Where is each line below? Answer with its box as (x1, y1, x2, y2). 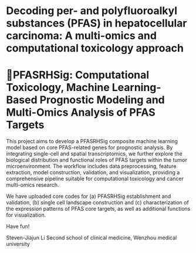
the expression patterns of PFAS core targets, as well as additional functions (6, 205, 191, 212)
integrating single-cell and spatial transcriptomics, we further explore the (6, 150, 183, 157)
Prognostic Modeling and (39, 93, 165, 107)
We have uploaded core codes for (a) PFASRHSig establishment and (6, 193, 171, 200)
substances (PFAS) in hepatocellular (6, 16, 187, 30)
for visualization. (6, 211, 46, 218)
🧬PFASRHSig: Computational (6, 69, 150, 82)
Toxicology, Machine (6, 81, 110, 95)
